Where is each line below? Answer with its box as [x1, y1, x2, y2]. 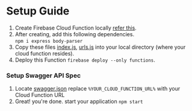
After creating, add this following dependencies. [14, 30, 134, 37]
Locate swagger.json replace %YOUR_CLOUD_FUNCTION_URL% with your [14, 85, 181, 92]
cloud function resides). [14, 49, 74, 57]
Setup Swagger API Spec [6, 71, 81, 80]
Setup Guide [6, 4, 70, 18]
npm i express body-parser [14, 38, 83, 44]
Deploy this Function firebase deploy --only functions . [14, 56, 155, 63]
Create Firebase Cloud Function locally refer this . [14, 24, 137, 31]
